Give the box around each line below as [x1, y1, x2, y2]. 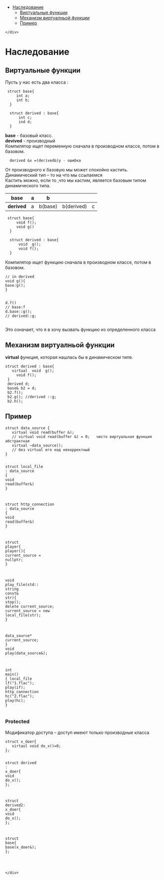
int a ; [16, 93, 30, 98]
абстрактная [5, 439, 30, 443]
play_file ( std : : [5, 582, 39, 587]
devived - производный [5, 138, 56, 144]
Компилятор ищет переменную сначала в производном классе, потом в [5, 143, 160, 149]
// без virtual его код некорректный [11, 447, 90, 452]
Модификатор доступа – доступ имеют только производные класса [5, 730, 150, 735]
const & [5, 590, 19, 596]
